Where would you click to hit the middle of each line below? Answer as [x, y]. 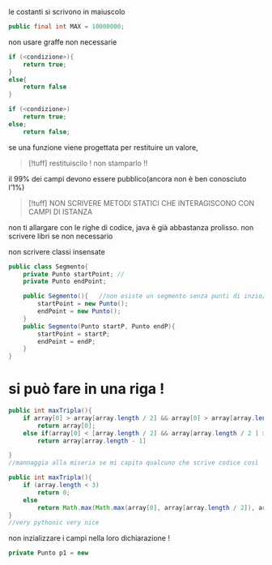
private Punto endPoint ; [65, 282]
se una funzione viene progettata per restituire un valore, [103, 147]
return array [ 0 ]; [66, 426]
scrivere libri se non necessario [61, 236]
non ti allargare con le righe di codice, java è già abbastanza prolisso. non [131, 227]
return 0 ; [54, 492]
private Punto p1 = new [49, 553]
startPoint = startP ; [74, 334]
